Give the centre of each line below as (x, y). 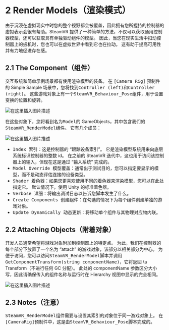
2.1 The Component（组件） (50, 68)
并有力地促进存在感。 (27, 50)
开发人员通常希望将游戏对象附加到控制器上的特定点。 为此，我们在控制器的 (83, 243)
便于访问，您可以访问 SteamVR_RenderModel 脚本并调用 (64, 255)
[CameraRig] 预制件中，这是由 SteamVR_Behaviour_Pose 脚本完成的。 (80, 322)
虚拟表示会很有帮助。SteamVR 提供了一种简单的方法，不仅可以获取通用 (79, 31)
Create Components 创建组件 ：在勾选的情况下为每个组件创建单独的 (85, 199)
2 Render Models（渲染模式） (68, 10)
